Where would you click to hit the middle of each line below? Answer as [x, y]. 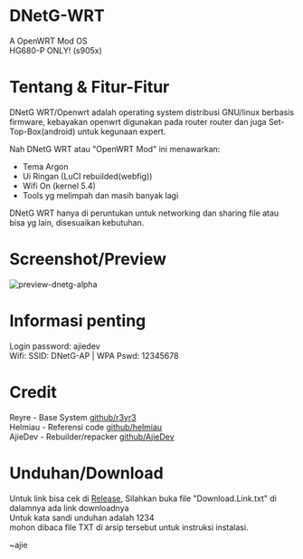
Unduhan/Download [87, 473]
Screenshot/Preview [88, 260]
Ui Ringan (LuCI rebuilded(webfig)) [87, 176]
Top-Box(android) [43, 131]
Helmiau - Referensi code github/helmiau [86, 427]
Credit [33, 392]
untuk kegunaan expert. [122, 131]
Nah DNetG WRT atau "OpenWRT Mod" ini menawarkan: [115, 149]
